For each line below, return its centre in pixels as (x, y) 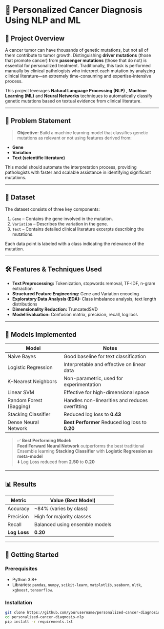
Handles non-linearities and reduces (106, 401)
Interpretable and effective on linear (105, 365)
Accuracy (19, 508)
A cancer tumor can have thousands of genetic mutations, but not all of (77, 50)
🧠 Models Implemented (41, 335)
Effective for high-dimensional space (106, 392)
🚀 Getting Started (32, 555)
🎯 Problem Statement (38, 121)
